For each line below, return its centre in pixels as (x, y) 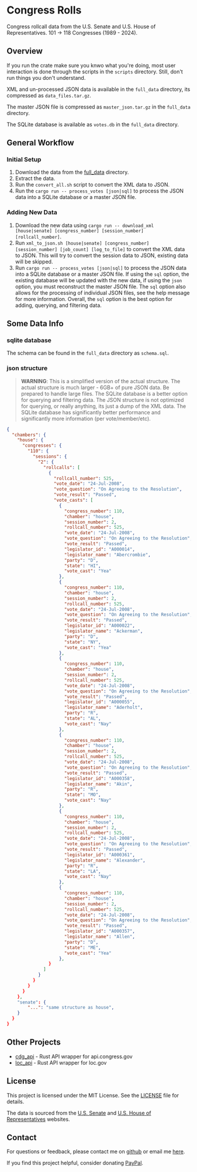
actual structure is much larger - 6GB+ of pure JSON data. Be (95, 387)
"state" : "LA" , (82, 871)
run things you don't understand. (46, 77)
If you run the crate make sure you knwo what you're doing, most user (91, 65)
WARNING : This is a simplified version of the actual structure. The (101, 381)
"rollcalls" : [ (62, 467)
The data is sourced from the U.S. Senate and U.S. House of (79, 1113)
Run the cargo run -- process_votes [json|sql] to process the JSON (99, 191)
